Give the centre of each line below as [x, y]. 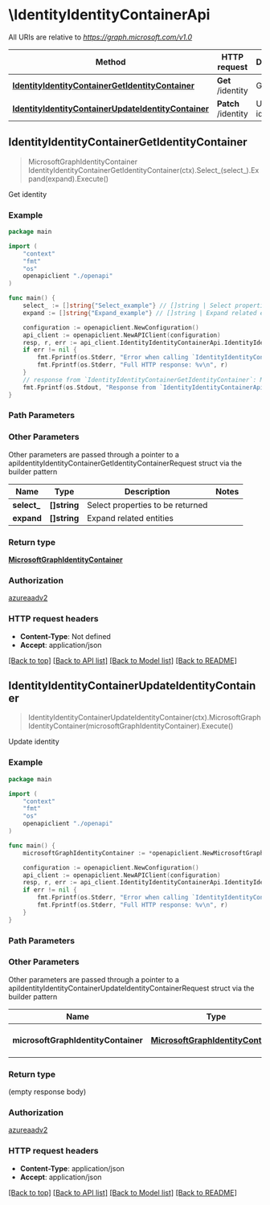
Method [110, 62]
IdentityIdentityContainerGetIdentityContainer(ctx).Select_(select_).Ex [143, 170]
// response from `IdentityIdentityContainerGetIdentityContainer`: [140, 379]
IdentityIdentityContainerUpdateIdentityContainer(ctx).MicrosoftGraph [144, 718]
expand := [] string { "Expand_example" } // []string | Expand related [140, 313]
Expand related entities [131, 518]
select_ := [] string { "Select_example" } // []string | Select [127, 306]
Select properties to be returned [147, 505]
